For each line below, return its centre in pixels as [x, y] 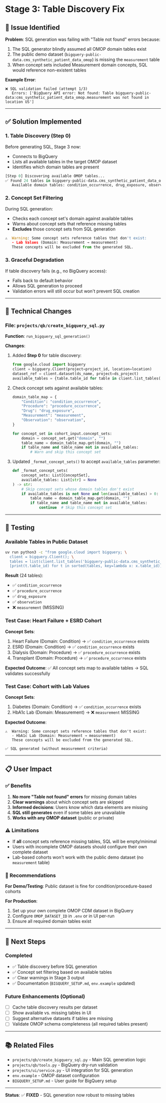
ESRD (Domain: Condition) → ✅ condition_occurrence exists [73, 647]
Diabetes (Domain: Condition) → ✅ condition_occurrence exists [77, 707]
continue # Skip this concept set [75, 508]
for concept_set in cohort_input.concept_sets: [62, 434]
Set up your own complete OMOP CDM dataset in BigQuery [73, 911]
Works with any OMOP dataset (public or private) [63, 817]
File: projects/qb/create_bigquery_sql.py [55, 325]
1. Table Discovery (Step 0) [38, 136]
